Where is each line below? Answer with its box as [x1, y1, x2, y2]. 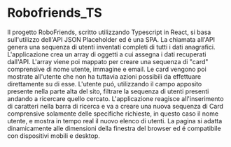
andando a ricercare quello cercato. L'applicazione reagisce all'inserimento [7, 94, 224, 102]
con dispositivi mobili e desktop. [7, 131, 100, 140]
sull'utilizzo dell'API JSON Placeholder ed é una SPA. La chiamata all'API [7, 35, 216, 43]
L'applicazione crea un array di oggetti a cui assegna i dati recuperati [7, 50, 206, 59]
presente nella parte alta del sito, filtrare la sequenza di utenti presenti [7, 87, 209, 95]
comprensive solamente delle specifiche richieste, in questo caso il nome [7, 109, 219, 118]
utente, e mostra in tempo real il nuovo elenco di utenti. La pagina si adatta [7, 116, 223, 125]
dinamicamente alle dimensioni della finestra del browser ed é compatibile [7, 124, 222, 132]
